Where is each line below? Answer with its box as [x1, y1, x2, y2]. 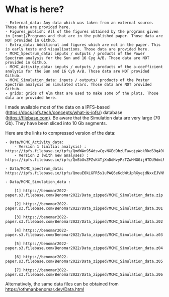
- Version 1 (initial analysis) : [14, 144, 87, 149]
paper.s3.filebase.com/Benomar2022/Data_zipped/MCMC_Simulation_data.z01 [5, 206, 163, 211]
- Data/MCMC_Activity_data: [5, 140, 64, 145]
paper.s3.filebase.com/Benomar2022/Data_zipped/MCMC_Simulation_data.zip [5, 193, 163, 198]
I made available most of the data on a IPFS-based [5, 104, 110, 110]
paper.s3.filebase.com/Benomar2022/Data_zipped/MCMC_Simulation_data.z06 [5, 272, 163, 277]
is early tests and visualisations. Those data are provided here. [5, 46, 150, 51]
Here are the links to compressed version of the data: [5, 130, 116, 136]
